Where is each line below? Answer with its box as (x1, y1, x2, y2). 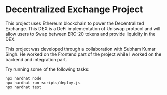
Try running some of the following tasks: (5, 66, 90, 72)
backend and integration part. (5, 56, 67, 62)
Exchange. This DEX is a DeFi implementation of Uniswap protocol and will (5, 25, 161, 31)
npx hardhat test (5, 84, 42, 90)
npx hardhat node (5, 76, 42, 81)
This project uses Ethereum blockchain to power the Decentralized (5, 20, 144, 26)
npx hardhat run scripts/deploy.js (5, 80, 80, 85)
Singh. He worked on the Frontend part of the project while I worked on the (5, 51, 162, 57)
